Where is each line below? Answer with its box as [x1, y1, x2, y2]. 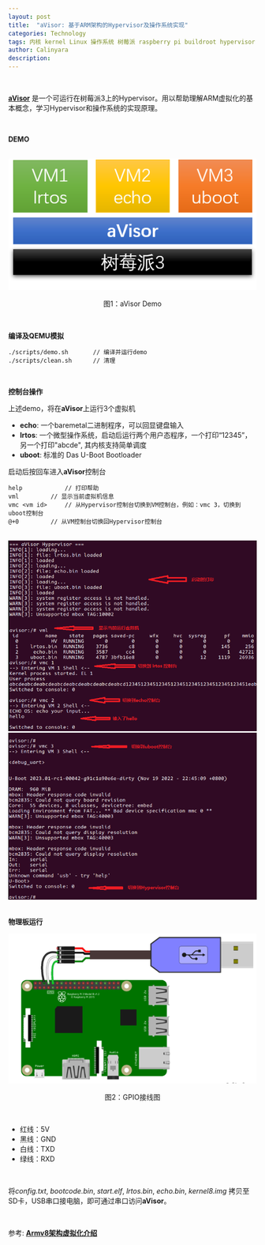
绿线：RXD [19, 1154, 55, 1164]
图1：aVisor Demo [103, 299, 162, 308]
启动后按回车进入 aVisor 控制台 [8, 467, 106, 477]
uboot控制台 [8, 510, 44, 518]
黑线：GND [19, 1134, 57, 1144]
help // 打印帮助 [8, 485, 99, 492]
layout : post [8, 13, 51, 21]
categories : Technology [8, 29, 87, 37]
